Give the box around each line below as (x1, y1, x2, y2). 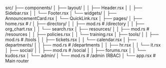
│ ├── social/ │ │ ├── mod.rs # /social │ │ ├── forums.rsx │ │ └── (5, 47, 146, 53)
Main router (5, 58, 29, 63)
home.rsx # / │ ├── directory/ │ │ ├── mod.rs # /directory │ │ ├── (5, 20, 145, 26)
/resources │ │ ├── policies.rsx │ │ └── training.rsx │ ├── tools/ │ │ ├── (5, 31, 159, 37)
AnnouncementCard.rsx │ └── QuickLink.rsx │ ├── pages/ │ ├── (5, 15, 143, 21)
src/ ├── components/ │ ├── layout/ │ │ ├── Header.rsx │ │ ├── (5, 5, 143, 10)
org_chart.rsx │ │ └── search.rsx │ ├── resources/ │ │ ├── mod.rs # (5, 26, 150, 32)
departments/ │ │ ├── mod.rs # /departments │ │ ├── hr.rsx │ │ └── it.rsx (5, 42, 161, 47)
